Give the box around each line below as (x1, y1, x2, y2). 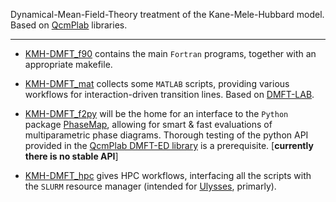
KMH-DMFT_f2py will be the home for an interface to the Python (24, 108, 289, 119)
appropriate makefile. (24, 59, 113, 70)
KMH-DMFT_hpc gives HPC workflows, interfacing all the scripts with (24, 170, 312, 181)
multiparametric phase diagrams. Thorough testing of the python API (24, 129, 309, 141)
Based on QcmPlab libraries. (10, 19, 128, 31)
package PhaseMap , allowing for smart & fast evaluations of (24, 119, 273, 130)
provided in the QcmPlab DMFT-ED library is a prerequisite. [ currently (24, 140, 314, 151)
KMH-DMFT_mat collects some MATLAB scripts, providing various (24, 78, 290, 89)
